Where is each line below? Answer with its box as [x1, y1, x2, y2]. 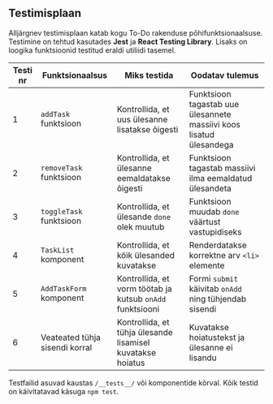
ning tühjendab [188, 293, 246, 304]
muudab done [188, 206, 240, 217]
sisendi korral [40, 342, 93, 353]
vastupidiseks [188, 226, 242, 238]
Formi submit [188, 273, 238, 284]
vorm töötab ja [116, 283, 172, 294]
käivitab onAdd [188, 283, 242, 294]
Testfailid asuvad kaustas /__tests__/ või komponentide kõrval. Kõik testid [8, 377, 258, 388]
